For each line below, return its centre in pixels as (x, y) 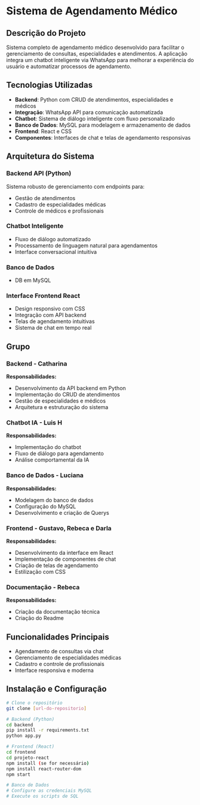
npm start (19, 775)
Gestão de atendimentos (45, 198)
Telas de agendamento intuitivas (55, 321)
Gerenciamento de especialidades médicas (68, 657)
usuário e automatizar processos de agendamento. (69, 66)
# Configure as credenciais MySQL (49, 791)
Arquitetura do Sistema (50, 156)
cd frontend (21, 752)
